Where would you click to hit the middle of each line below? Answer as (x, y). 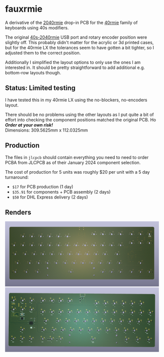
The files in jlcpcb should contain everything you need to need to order (77, 157)
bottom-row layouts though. (33, 72)
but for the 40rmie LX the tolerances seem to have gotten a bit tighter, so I (80, 47)
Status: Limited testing (40, 88)
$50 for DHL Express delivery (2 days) (50, 197)
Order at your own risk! (29, 125)
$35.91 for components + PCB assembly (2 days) (61, 192)
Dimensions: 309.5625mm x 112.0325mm (46, 130)
